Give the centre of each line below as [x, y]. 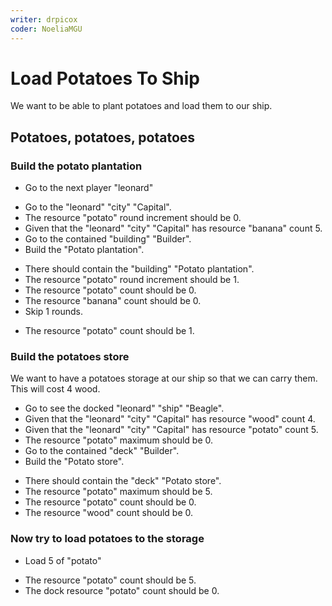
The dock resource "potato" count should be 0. [122, 590]
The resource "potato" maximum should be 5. [118, 492]
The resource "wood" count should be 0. [109, 513]
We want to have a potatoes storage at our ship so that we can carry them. [164, 378]
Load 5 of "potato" [63, 560]
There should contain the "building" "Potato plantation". [139, 269]
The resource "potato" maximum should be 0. [119, 440]
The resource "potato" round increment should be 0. [133, 218]
